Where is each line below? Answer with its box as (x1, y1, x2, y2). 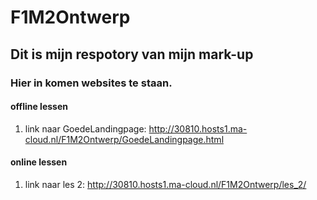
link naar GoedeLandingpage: (24, 122, 147, 135)
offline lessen (10, 101, 68, 113)
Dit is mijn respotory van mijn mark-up (10, 46, 254, 63)
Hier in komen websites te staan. (10, 76, 173, 90)
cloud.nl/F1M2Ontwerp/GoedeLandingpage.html (24, 133, 225, 145)
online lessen (10, 156, 68, 168)
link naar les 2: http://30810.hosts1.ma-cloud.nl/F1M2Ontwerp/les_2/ (24, 178, 307, 190)
